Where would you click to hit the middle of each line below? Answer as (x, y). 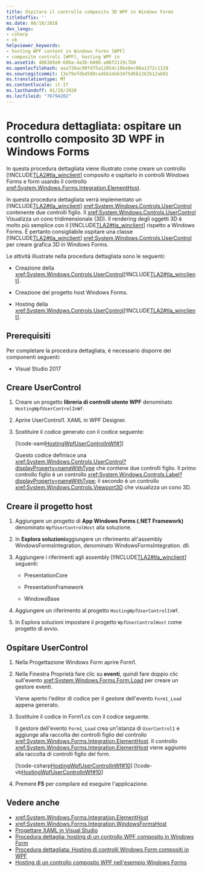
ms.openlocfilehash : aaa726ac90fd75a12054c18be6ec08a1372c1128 (87, 68)
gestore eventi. (33, 686)
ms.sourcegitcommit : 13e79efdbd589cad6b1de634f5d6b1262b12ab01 (87, 74)
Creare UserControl (44, 387)
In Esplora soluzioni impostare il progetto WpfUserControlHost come (98, 622)
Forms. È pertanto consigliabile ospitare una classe (70, 231)
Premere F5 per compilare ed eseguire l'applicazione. (82, 784)
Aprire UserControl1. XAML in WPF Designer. (71, 420)
